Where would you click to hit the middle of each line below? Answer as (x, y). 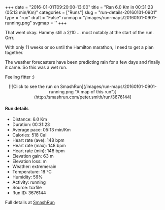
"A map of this (89, 92)
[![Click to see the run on (34, 86)
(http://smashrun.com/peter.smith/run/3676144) (83, 97)
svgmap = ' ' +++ (50, 23)
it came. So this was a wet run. (36, 67)
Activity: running (29, 182)
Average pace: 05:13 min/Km (41, 130)
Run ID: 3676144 (29, 193)
